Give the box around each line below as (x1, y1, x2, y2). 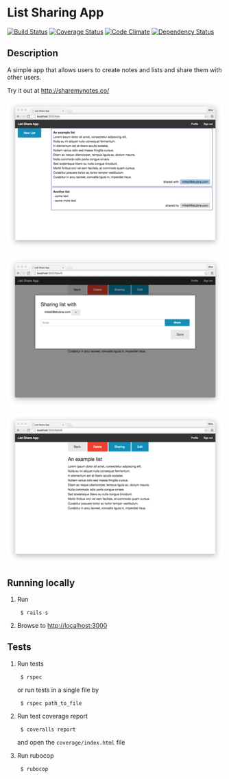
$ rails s (20, 609, 49, 616)
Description (7, 47, 58, 59)
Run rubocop (16, 751, 54, 760)
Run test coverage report (16, 712, 88, 720)
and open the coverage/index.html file (16, 738, 125, 746)
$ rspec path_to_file (20, 699, 82, 707)
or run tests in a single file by (16, 686, 99, 694)
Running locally (7, 577, 75, 589)
